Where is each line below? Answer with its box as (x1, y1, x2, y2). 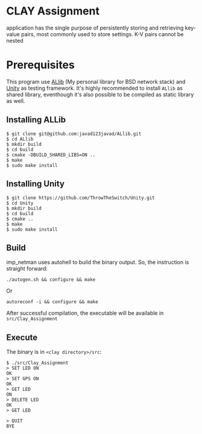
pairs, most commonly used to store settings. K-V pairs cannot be (21, 30, 184, 37)
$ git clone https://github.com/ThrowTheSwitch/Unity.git (6, 195, 155, 201)
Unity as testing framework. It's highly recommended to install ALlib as (6, 84, 183, 92)
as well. (6, 97, 25, 104)
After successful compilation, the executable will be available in (6, 309, 164, 317)
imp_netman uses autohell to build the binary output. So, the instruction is (6, 259, 189, 266)
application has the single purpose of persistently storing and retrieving (6, 24, 184, 31)
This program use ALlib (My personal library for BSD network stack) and (6, 78, 186, 85)
